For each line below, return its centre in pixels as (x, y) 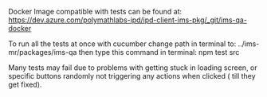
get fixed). (25, 84)
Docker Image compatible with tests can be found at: (95, 12)
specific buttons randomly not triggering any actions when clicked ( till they (132, 76)
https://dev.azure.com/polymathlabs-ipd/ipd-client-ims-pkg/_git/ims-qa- (128, 20)
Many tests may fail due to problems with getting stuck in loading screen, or (133, 68)
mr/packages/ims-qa (43, 52)
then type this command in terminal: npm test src (159, 52)
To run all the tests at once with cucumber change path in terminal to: (122, 44)
